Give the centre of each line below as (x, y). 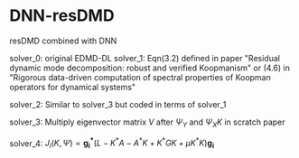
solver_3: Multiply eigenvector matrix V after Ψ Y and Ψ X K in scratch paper (148, 123)
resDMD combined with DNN (63, 41)
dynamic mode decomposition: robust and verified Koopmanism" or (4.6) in (150, 68)
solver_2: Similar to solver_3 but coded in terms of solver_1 (118, 104)
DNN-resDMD (62, 16)
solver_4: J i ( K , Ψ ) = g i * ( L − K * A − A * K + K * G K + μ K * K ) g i (112, 144)
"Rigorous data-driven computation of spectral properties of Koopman (140, 77)
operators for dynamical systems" (73, 87)
